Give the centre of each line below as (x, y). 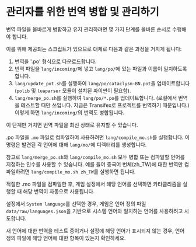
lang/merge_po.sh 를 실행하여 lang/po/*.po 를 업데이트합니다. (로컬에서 (96, 98)
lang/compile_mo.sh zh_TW (63, 172)
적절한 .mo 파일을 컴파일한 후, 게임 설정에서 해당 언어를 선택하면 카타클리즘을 (94, 184)
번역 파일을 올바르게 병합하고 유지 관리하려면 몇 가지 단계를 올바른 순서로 (88, 29)
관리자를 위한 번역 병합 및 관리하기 (83, 12)
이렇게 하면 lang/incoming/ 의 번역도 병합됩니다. (69, 112)
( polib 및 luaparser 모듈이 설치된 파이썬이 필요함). (73, 91)
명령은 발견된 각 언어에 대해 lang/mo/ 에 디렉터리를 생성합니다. (76, 144)
